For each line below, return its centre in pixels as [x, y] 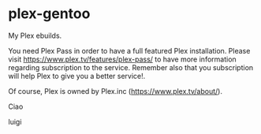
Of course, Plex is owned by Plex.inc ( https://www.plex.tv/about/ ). [116, 91]
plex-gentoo [49, 14]
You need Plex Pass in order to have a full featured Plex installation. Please [129, 50]
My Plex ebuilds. [35, 35]
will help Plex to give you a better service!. [77, 76]
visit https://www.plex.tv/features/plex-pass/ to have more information [122, 59]
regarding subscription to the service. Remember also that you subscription [131, 67]
